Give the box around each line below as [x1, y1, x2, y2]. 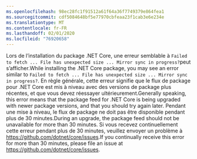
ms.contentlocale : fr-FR [6, 25, 67, 31]
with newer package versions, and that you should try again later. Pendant [6, 102, 186, 109]
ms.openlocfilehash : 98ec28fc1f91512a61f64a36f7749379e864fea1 [6, 8, 165, 15]
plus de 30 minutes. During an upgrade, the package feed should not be [6, 115, 179, 121]
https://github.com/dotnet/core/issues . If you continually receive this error [6, 134, 185, 140]
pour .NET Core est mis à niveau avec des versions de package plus [6, 84, 172, 90]
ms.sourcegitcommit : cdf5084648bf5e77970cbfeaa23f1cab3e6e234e [6, 14, 165, 20]
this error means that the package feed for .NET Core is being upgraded [6, 96, 181, 103]
